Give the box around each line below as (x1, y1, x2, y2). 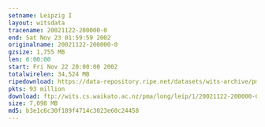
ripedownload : (8, 77, 55, 85)
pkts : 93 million (8, 84, 65, 93)
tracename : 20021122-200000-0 (8, 26, 108, 34)
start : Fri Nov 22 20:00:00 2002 (8, 63, 118, 71)
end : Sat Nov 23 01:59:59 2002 (8, 33, 111, 42)
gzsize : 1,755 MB (8, 48, 65, 56)
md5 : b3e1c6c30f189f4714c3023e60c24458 (8, 107, 140, 115)
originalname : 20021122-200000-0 (8, 41, 118, 49)
